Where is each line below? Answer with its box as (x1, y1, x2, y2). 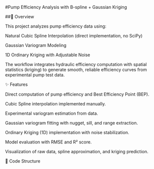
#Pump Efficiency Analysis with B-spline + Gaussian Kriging (5, 4, 127, 10)
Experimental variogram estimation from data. (5, 110, 98, 116)
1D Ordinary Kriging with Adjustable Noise (5, 52, 90, 58)
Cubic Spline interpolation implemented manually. (5, 101, 106, 106)
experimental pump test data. (5, 72, 65, 78)
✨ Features (5, 81, 28, 87)
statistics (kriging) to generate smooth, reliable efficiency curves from (5, 67, 147, 72)
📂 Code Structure (5, 158, 40, 164)
